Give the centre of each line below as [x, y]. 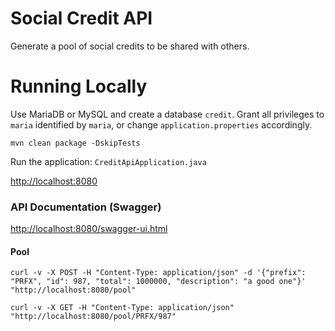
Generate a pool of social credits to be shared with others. [130, 46]
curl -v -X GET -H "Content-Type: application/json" [122, 308]
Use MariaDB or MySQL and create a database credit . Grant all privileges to [167, 114]
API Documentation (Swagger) [86, 207]
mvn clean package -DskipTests [75, 143]
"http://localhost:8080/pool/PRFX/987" [93, 317]
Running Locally [79, 86]
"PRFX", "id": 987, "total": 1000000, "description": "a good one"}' [158, 282]
